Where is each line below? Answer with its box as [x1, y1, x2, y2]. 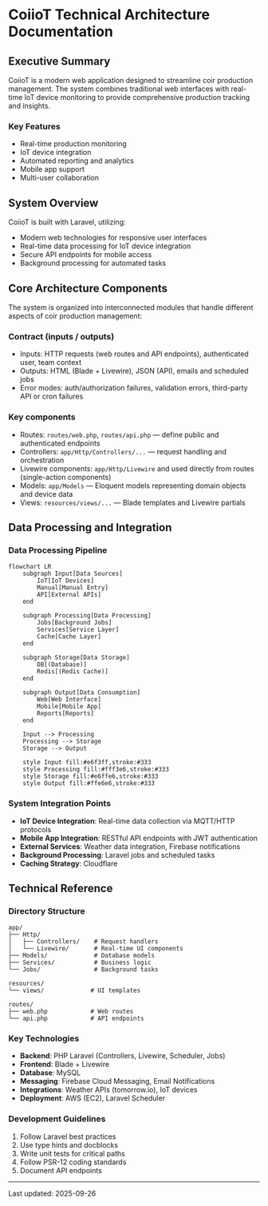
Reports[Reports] [37, 709, 94, 718]
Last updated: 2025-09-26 [8, 1188, 97, 1198]
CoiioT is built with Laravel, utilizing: [8, 217, 126, 227]
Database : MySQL [19, 1068, 81, 1077]
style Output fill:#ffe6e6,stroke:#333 [22, 780, 156, 787]
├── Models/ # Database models [8, 952, 156, 960]
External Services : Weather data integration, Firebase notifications [19, 841, 241, 851]
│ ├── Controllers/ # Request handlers [8, 938, 159, 946]
